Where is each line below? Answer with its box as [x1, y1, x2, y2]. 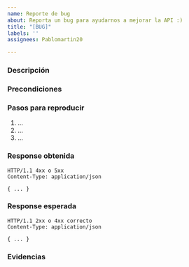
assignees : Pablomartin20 [7, 36, 83, 43]
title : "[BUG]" [7, 23, 52, 30]
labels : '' [7, 29, 39, 37]
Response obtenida [7, 151, 75, 161]
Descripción [7, 66, 50, 75]
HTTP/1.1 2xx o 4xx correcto [7, 217, 92, 224]
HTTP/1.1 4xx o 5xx [7, 167, 64, 174]
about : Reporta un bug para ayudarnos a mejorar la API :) [7, 17, 183, 24]
